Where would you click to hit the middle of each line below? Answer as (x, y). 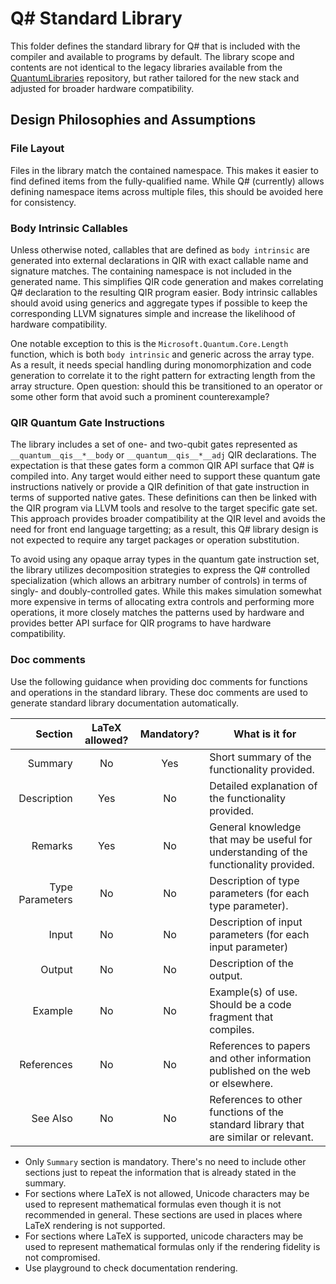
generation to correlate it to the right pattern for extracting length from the (163, 375)
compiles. (232, 1029)
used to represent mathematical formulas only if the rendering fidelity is (172, 1246)
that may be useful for (261, 839)
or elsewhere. (241, 1083)
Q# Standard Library (96, 18)
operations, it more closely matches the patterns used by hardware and (157, 613)
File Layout (37, 149)
